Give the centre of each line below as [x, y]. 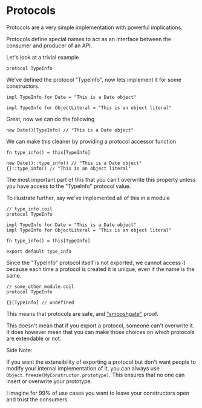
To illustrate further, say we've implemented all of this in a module [88, 198]
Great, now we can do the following [50, 119]
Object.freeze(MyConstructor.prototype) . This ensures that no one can [96, 375]
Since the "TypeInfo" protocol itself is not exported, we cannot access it [96, 263]
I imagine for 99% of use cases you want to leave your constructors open [98, 393]
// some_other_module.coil [40, 286]
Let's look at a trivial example [43, 57]
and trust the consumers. [38, 399]
